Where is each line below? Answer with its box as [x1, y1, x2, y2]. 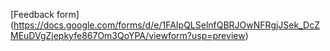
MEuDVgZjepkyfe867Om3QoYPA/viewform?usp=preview [10, 30, 246, 41]
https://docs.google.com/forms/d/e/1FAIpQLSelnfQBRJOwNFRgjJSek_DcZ [13, 19, 320, 31]
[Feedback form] [10, 9, 80, 20]
